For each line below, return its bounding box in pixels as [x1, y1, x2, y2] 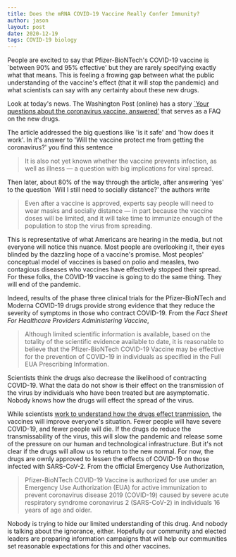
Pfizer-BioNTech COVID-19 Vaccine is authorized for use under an [24, 476, 217, 484]
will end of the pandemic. [7, 280, 81, 289]
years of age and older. [24, 506, 92, 515]
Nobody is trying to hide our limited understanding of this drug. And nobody [7, 520, 228, 528]
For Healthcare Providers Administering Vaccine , [7, 317, 149, 325]
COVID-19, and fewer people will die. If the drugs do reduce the [7, 424, 192, 434]
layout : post [7, 23, 46, 30]
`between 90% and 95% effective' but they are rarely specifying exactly [7, 63, 217, 72]
